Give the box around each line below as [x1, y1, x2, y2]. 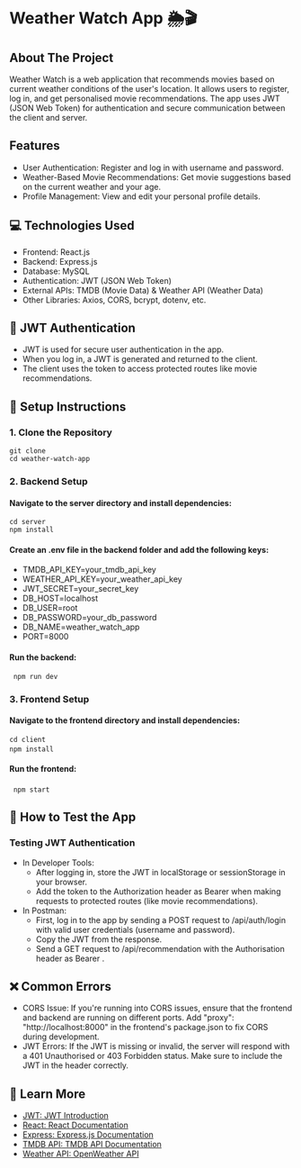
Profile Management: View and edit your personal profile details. [22, 191, 261, 202]
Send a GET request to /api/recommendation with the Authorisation [35, 943, 286, 954]
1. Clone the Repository [9, 426, 112, 439]
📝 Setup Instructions [9, 399, 127, 414]
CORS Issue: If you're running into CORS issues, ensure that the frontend [22, 1002, 293, 1014]
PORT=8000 [22, 631, 69, 642]
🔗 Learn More [9, 1086, 86, 1101]
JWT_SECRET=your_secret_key [22, 584, 139, 594]
